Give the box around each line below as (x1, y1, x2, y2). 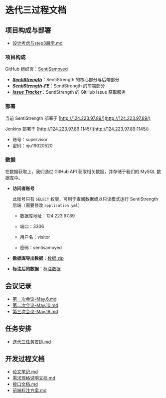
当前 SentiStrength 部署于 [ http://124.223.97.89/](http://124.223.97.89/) (5, 115, 151, 121)
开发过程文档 (5, 355, 45, 363)
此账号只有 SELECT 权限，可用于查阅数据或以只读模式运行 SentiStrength (12, 196, 159, 202)
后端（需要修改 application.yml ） (12, 202, 83, 208)
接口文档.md (12, 381, 38, 387)
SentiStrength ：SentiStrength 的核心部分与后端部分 (12, 77, 120, 83)
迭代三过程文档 (5, 4, 67, 16)
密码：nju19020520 (12, 143, 53, 149)
